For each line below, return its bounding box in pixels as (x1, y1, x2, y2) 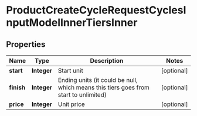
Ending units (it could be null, (57, 76, 138, 84)
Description (90, 57, 124, 64)
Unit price (57, 100, 85, 108)
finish (9, 83, 26, 91)
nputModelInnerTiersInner (6, 16, 138, 29)
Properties (6, 39, 46, 49)
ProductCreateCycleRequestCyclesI (6, 4, 186, 17)
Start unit (57, 67, 83, 74)
